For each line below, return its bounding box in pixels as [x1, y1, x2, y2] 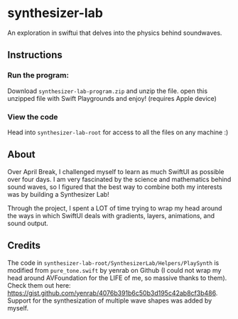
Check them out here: [7, 281, 71, 289]
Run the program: [7, 70, 70, 80]
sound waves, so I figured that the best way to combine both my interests [7, 183, 222, 191]
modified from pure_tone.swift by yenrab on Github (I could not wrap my [7, 266, 222, 274]
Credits [7, 239, 41, 252]
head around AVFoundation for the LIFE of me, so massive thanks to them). [7, 274, 227, 282]
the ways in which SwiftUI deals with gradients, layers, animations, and [7, 211, 215, 220]
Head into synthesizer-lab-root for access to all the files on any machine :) [7, 128, 229, 136]
